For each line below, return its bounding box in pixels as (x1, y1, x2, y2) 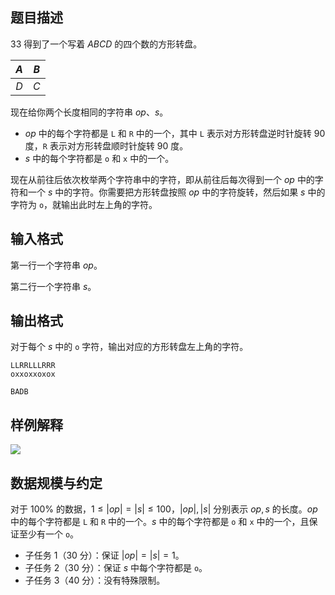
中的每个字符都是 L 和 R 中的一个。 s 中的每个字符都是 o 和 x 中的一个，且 (10, 516, 310, 528)
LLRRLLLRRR (10, 361, 56, 371)
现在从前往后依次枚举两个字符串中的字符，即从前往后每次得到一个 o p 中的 (10, 173, 315, 185)
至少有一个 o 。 (18, 528, 80, 540)
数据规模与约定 (10, 474, 103, 492)
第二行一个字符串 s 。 (10, 280, 97, 292)
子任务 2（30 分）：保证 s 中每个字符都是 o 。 (24, 562, 208, 574)
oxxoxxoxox (10, 369, 56, 380)
